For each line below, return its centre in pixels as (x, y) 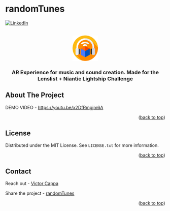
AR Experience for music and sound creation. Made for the (85, 72)
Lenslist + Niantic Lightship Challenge (85, 78)
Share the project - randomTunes (40, 193)
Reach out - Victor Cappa (32, 184)
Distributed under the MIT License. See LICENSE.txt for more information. (82, 145)
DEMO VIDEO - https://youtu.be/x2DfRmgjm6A (54, 107)
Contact (18, 171)
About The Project (35, 95)
